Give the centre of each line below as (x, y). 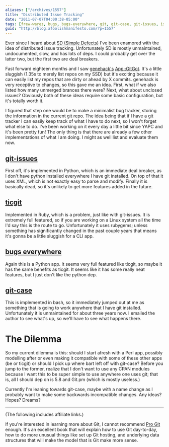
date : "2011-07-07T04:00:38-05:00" (43, 19)
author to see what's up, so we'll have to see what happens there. (73, 319)
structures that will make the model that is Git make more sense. (72, 440)
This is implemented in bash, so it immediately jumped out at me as (75, 303)
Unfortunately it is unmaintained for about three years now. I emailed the (80, 313)
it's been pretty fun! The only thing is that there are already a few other (79, 132)
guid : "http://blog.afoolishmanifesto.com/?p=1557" (60, 29)
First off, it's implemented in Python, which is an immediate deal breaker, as (83, 170)
